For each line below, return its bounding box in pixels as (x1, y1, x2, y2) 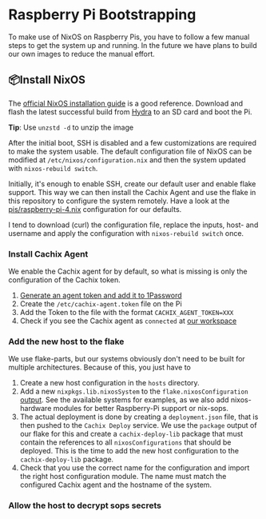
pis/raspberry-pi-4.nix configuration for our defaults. (8, 204, 182, 214)
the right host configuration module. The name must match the (19, 472, 227, 481)
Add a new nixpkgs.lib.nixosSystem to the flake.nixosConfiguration (19, 386, 249, 397)
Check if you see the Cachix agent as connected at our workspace (19, 316, 237, 325)
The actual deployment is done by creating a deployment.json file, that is (19, 412, 259, 421)
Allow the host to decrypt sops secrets (8, 500, 162, 511)
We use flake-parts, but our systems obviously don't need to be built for (8, 354, 245, 364)
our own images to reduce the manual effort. (8, 49, 156, 58)
